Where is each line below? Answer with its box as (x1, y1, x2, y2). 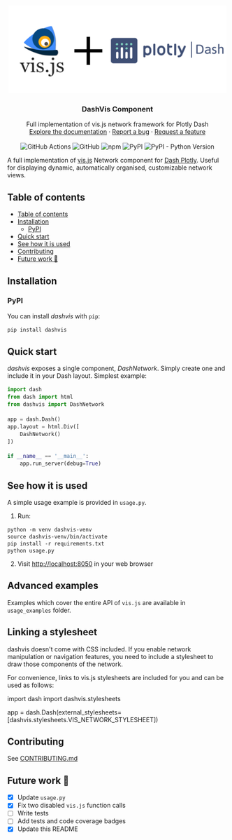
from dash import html (7, 393, 73, 401)
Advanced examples (7, 580, 99, 592)
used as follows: (7, 681, 55, 689)
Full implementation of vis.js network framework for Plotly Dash (26, 120, 209, 128)
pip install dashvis (7, 326, 68, 333)
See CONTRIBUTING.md (7, 754, 78, 763)
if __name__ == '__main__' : (7, 453, 89, 460)
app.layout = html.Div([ (7, 423, 80, 430)
